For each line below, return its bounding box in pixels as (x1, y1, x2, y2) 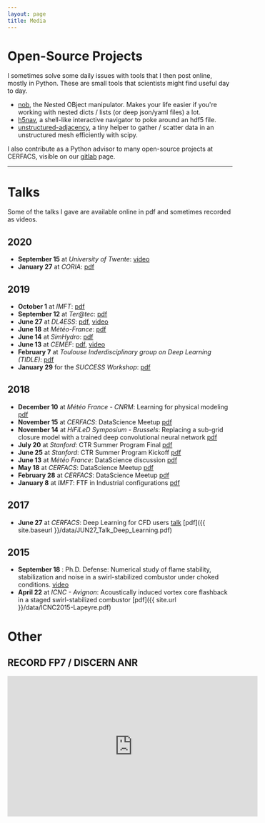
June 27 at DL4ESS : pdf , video (17, 317, 109, 326)
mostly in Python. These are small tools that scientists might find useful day (7, 79, 230, 88)
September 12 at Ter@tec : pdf (17, 310, 108, 318)
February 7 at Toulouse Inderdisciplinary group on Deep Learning (17, 348, 212, 356)
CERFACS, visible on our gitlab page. (7, 152, 116, 161)
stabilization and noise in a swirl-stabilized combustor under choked (17, 573, 219, 582)
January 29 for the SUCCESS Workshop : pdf (17, 363, 151, 371)
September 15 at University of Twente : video (17, 255, 150, 264)
